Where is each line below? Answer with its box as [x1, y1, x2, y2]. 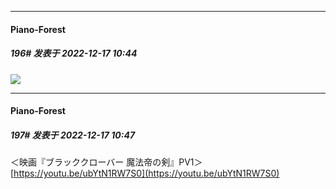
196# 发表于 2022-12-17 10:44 [10, 47, 138, 60]
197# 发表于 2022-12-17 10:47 [10, 129, 136, 141]
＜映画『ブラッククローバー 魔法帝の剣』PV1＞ [10, 156, 203, 168]
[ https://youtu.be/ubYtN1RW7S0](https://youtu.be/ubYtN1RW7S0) [10, 167, 280, 180]
